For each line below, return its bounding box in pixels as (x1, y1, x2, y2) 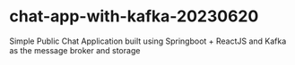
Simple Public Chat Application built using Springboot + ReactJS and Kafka (9, 36, 287, 46)
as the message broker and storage (9, 45, 141, 55)
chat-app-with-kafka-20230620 (9, 6, 259, 27)
